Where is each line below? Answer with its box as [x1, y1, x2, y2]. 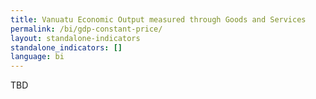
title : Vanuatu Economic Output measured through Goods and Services [10, 14, 307, 25]
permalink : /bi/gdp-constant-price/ [10, 24, 163, 34]
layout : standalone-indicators [10, 33, 141, 43]
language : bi [10, 52, 65, 62]
